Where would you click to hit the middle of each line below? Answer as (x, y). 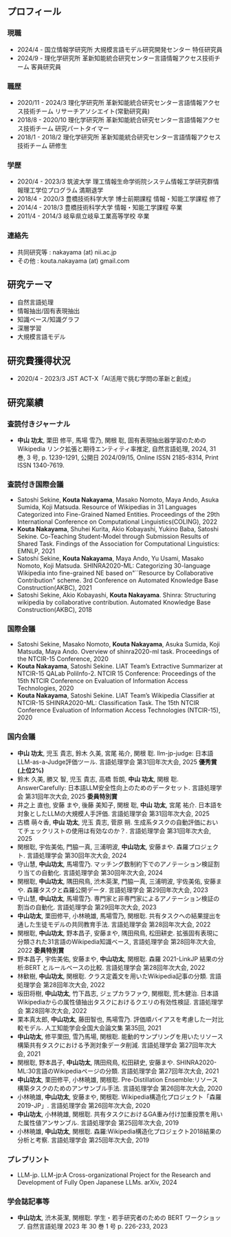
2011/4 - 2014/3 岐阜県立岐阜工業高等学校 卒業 (83, 216)
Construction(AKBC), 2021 (55, 588)
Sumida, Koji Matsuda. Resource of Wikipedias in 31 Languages (107, 507)
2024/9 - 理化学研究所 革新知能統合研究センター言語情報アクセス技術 (115, 58)
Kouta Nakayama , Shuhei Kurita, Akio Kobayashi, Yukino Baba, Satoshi (118, 529)
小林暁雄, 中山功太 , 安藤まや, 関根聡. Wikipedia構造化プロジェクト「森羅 (119, 1097)
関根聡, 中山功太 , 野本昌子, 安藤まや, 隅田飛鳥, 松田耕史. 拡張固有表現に (118, 933)
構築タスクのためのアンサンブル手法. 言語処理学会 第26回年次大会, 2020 (120, 1088)
